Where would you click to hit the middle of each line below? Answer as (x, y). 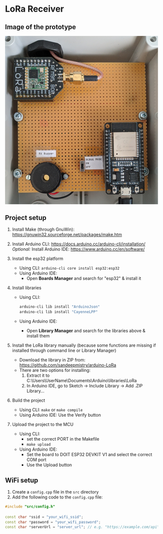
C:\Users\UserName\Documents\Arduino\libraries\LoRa (82, 381)
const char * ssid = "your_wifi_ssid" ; (44, 517)
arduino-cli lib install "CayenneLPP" (58, 312)
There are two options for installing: (55, 370)
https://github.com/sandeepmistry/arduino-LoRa (68, 365)
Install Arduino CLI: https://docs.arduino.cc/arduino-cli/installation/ (79, 244)
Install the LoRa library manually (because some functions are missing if (84, 345)
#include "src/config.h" (30, 506)
